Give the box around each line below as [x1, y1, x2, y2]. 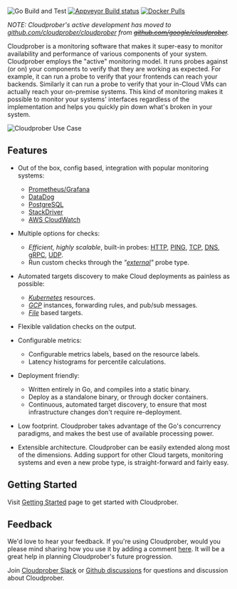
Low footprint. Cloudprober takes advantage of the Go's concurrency [17, 421, 221, 430]
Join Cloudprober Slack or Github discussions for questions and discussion [7, 566, 228, 575]
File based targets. [28, 308, 83, 317]
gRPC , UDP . [28, 250, 64, 259]
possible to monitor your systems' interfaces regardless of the [7, 95, 190, 103]
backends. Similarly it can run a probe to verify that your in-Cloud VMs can [7, 80, 227, 88]
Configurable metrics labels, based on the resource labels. [28, 349, 201, 358]
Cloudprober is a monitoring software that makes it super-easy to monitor [7, 42, 223, 50]
